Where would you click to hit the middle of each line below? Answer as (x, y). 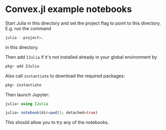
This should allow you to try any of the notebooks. (57, 122)
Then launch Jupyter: (27, 94)
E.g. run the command (28, 28)
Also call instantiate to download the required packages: (65, 76)
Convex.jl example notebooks (69, 9)
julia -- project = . (24, 38)
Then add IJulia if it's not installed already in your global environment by (81, 57)
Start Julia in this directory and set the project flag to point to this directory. (83, 23)
